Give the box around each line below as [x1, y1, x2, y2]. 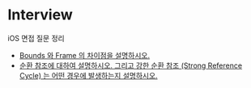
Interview [7, 6, 74, 24]
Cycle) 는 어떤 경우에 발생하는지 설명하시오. [19, 70, 159, 80]
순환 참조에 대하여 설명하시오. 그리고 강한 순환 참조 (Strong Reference [19, 61, 243, 70]
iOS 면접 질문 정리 [7, 33, 66, 43]
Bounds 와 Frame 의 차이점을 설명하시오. [19, 50, 151, 60]
